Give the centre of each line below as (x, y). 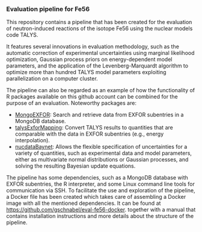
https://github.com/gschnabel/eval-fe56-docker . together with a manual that (101, 210)
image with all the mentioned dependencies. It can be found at (84, 203)
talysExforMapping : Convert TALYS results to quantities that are (94, 128)
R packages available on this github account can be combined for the (92, 97)
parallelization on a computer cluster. (52, 79)
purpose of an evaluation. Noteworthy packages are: (72, 103)
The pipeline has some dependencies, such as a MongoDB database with (97, 178)
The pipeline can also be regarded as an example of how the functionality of (101, 90)
